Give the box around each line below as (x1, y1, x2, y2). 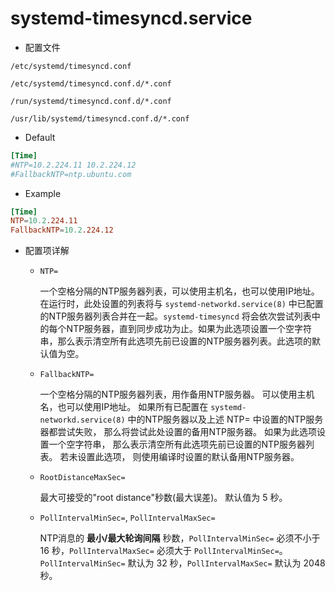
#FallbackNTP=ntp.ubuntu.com (10, 169, 132, 179)
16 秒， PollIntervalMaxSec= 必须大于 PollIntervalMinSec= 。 (39, 545, 288, 557)
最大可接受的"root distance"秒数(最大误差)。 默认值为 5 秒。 (39, 492, 288, 504)
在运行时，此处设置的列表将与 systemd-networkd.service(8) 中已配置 (39, 298, 324, 310)
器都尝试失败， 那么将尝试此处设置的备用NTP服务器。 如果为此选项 (39, 426, 317, 438)
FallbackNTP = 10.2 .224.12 (10, 225, 114, 236)
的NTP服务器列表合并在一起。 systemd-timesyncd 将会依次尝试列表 (39, 310, 312, 322)
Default (24, 131, 56, 143)
